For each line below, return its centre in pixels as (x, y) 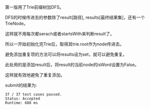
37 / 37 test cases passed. (34, 94)
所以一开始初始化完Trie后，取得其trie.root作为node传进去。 (65, 44)
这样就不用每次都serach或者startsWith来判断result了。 (60, 34)
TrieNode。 (17, 23)
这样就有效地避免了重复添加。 (35, 75)
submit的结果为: (21, 85)
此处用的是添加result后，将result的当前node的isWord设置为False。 (72, 65)
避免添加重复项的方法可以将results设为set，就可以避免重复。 (66, 54)
